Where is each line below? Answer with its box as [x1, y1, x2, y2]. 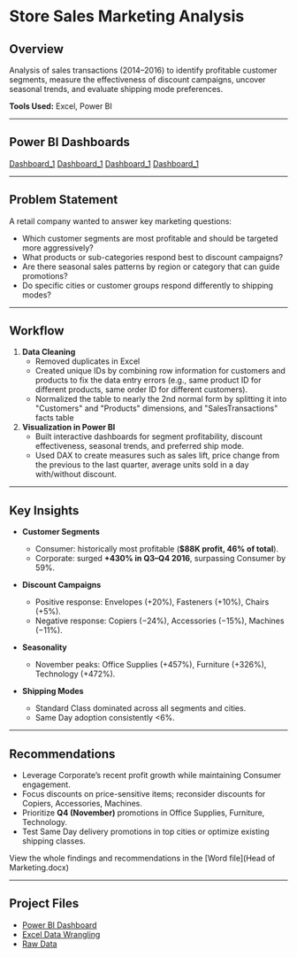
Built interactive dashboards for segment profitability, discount [34, 431, 263, 442]
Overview [9, 42, 65, 57]
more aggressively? [21, 242, 95, 253]
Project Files [9, 896, 80, 911]
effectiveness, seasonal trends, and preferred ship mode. [34, 441, 245, 451]
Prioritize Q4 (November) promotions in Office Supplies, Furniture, [21, 807, 265, 818]
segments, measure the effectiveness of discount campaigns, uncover [9, 74, 266, 85]
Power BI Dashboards [9, 135, 131, 150]
